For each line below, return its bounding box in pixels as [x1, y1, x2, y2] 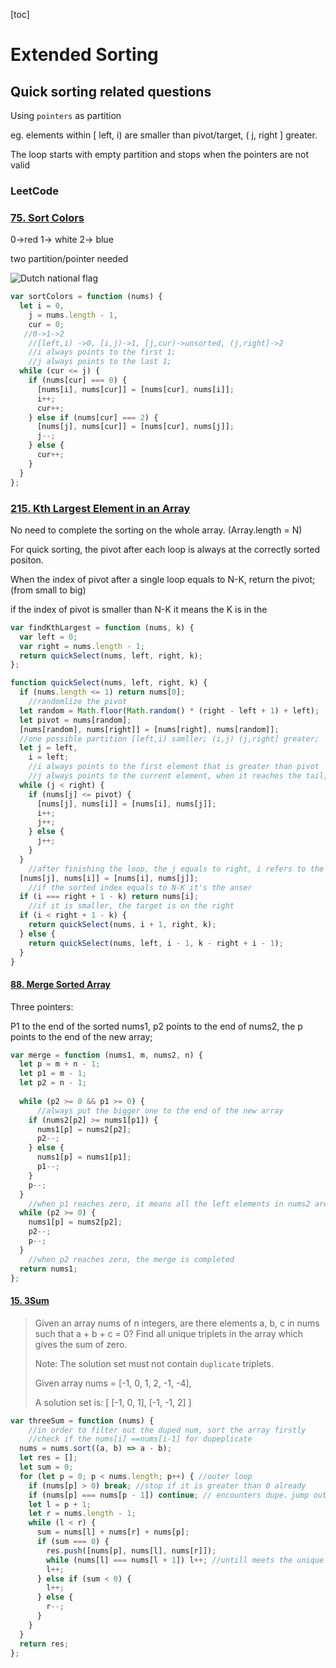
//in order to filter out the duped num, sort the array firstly [28, 1425, 307, 1435]
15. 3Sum [10, 1295, 50, 1307]
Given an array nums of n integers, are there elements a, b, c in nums [34, 1317, 320, 1329]
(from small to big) [10, 584, 87, 596]
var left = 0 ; [19, 632, 78, 642]
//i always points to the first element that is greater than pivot [28, 762, 320, 772]
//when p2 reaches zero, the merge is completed [28, 1254, 235, 1264]
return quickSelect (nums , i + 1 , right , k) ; [28, 920, 217, 930]
